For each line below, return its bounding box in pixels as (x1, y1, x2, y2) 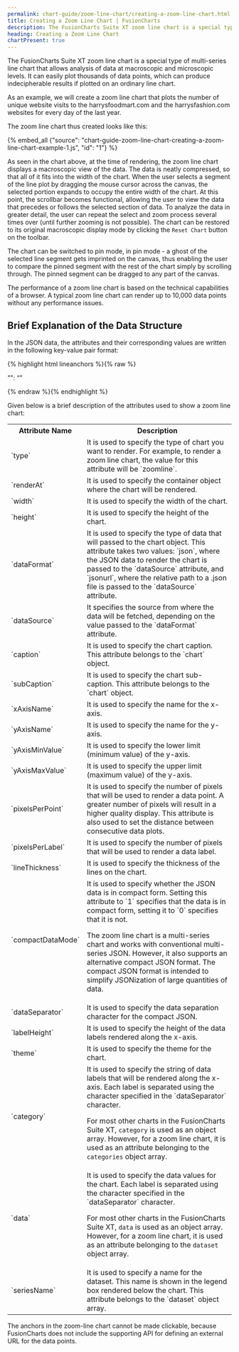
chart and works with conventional (86, 939, 202, 949)
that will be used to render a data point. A (86, 790, 224, 800)
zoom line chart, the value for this (86, 454, 198, 464)
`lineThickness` (11, 863, 62, 873)
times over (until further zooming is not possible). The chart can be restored (7, 218, 230, 227)
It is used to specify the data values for (86, 1170, 217, 1180)
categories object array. (86, 1152, 168, 1162)
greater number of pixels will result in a (86, 799, 217, 809)
